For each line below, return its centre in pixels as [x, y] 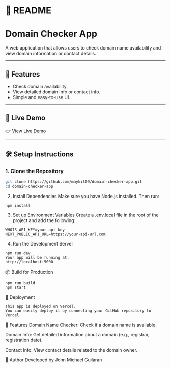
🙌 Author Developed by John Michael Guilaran [54, 360]
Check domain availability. [40, 86]
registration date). [24, 340]
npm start [16, 288]
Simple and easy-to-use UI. [41, 97]
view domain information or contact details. [51, 54]
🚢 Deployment [20, 297]
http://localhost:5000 [29, 262]
